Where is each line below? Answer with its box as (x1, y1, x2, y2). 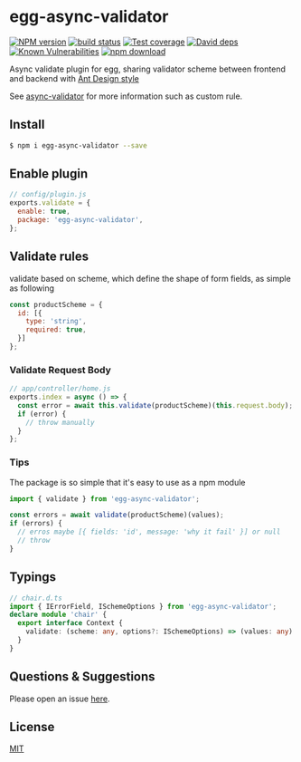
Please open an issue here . (9, 693, 110, 704)
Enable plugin (9, 166, 89, 182)
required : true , (25, 325, 88, 334)
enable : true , (17, 207, 71, 217)
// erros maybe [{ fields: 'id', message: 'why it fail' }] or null (17, 527, 281, 536)
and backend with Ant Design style (9, 72, 140, 83)
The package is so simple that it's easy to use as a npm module (9, 477, 246, 487)
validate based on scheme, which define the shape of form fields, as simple (9, 273, 291, 284)
